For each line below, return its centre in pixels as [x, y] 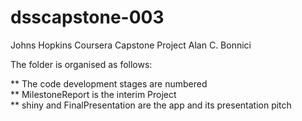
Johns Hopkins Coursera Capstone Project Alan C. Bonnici [131, 45]
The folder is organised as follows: [81, 64]
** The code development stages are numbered [109, 83]
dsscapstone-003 [87, 17]
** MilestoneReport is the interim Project [93, 94]
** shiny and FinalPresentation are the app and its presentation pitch [151, 105]
